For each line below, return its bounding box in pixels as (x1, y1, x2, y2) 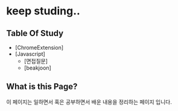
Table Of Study (6, 28, 64, 38)
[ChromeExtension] (14, 44, 64, 51)
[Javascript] (14, 50, 45, 58)
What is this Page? (6, 82, 78, 92)
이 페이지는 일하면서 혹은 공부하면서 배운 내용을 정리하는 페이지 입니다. (6, 98, 172, 106)
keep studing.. (6, 4, 80, 18)
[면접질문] (24, 58, 48, 64)
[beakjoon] (24, 64, 51, 71)
